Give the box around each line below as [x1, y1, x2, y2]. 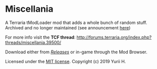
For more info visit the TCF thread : [5, 34, 76, 40]
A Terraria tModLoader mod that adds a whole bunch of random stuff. [5, 20, 148, 25]
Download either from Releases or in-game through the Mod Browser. [5, 49, 148, 55]
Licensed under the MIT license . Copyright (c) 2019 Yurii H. [5, 58, 126, 64]
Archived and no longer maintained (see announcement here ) [5, 24, 131, 30]
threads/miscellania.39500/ [5, 39, 61, 45]
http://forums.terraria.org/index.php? [76, 34, 152, 40]
